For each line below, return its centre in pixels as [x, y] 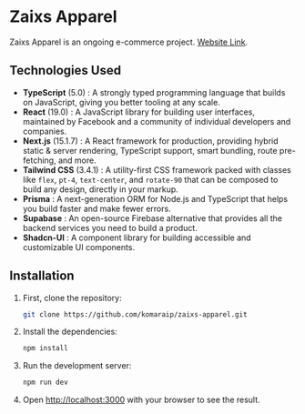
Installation [42, 276]
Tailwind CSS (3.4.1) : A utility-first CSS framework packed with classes [157, 169]
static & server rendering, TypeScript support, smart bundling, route [150, 150]
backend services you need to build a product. [110, 227]
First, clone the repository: [72, 298]
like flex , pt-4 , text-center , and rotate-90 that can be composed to [150, 179]
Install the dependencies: [70, 332]
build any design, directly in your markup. [101, 189]
